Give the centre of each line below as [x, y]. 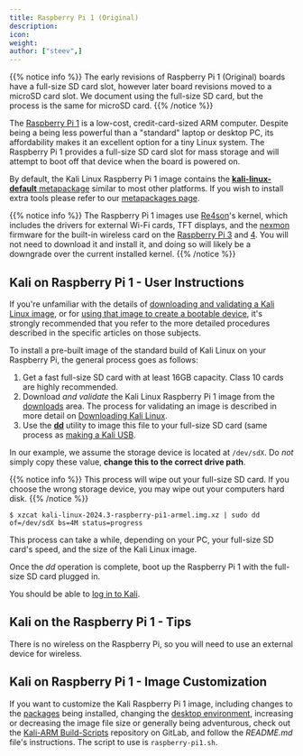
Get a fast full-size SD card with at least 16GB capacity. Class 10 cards [153, 377]
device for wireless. [46, 653]
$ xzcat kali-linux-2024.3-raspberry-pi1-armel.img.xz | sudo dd [134, 515]
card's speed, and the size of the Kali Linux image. [103, 549]
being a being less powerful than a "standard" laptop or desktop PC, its [142, 133]
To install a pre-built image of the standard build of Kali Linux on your [138, 350]
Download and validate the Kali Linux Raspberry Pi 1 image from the [148, 396]
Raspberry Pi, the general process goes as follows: [104, 360]
